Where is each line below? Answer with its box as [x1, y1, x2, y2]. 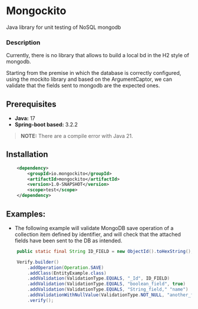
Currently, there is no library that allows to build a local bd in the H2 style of [6, 52, 190, 59]
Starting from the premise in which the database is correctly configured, [6, 70, 181, 77]
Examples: [6, 209, 46, 219]
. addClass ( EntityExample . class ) [27, 270, 107, 276]
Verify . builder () [16, 259, 60, 265]
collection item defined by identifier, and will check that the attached [14, 231, 181, 238]
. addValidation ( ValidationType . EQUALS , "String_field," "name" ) [27, 287, 189, 292]
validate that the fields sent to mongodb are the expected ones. [6, 82, 160, 89]
